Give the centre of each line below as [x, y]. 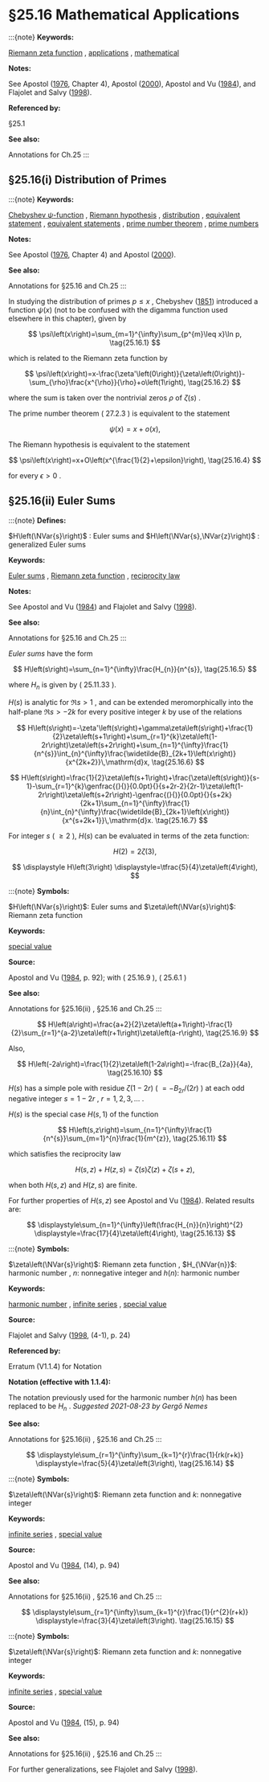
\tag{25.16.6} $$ [178, 762]
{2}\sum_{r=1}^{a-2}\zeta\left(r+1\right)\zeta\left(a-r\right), [108, 1033]
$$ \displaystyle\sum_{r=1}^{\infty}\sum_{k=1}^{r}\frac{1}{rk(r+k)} [135, 1454]
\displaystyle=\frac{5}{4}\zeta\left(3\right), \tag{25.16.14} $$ [135, 1463]
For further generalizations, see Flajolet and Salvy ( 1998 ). [103, 1769]
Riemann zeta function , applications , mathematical [94, 52]
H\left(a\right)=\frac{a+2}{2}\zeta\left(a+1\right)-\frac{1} [140, 1024]
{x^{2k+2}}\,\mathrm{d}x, [108, 762]
